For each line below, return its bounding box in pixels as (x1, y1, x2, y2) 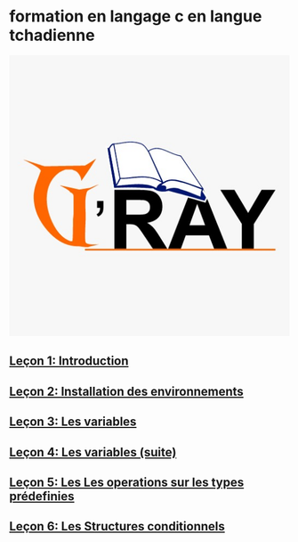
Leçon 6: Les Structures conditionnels (9, 519, 225, 534)
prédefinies (9, 489, 75, 504)
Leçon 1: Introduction (9, 354, 129, 369)
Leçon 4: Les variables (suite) (9, 444, 177, 460)
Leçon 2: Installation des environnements (9, 383, 245, 398)
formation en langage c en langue (9, 6, 262, 27)
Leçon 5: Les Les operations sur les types (9, 474, 245, 489)
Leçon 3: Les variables (9, 415, 137, 430)
